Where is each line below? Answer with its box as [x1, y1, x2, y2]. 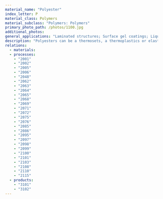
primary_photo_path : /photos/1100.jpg [5, 25, 83, 30]
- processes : [9, 52, 36, 57]
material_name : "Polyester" [5, 7, 62, 12]
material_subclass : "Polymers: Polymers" [5, 20, 90, 26]
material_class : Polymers [5, 16, 57, 21]
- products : [9, 178, 34, 183]
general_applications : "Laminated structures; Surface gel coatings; [5, 34, 149, 39]
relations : [5, 43, 27, 48]
